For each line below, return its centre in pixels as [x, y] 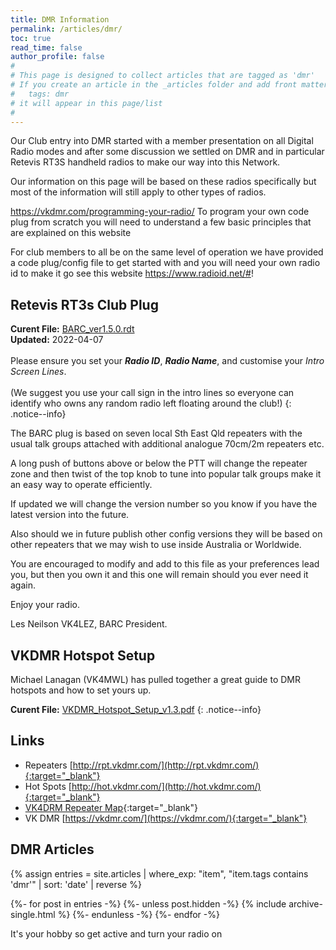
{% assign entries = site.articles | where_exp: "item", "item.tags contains [159, 873]
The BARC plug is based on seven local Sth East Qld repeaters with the [156, 433]
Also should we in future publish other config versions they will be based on [166, 534]
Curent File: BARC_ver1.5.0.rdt [72, 329]
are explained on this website [71, 233]
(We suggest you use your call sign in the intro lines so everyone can [152, 393]
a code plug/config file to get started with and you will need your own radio [165, 263]
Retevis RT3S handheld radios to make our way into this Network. [145, 162]
